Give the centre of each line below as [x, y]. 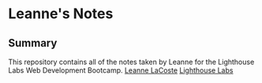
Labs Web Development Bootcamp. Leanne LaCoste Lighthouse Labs [121, 70]
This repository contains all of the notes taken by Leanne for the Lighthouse [131, 62]
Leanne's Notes [61, 14]
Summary [33, 43]
